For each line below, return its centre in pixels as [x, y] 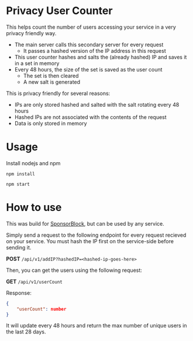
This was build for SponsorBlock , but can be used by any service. [85, 223]
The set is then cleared [51, 76]
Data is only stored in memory [51, 123]
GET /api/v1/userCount [34, 281]
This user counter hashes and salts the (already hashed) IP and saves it [101, 57]
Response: [19, 293]
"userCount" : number [42, 309]
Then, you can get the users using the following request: [74, 270]
